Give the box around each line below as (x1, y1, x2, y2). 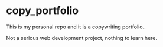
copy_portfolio (6, 4, 79, 17)
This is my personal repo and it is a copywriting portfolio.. (6, 23, 146, 30)
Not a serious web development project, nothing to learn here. (6, 34, 158, 41)
